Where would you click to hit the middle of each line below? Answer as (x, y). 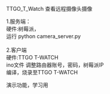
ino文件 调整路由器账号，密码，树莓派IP (55, 65)
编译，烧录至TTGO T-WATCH (42, 72)
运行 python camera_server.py (44, 36)
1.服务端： (19, 21)
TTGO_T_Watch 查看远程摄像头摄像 (49, 9)
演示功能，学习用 (27, 85)
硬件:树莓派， (23, 29)
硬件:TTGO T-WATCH (32, 57)
